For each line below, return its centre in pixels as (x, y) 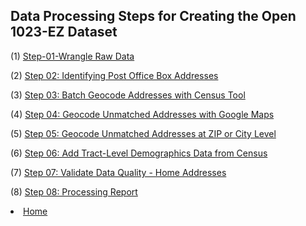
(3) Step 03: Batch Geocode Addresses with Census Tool (128, 95)
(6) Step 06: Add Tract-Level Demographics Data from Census (139, 153)
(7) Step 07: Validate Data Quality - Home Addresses (118, 172)
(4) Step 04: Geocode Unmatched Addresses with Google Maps (142, 114)
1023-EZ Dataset (64, 32)
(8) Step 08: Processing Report (74, 191)
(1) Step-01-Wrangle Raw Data (72, 56)
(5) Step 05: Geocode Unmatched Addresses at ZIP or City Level (143, 133)
